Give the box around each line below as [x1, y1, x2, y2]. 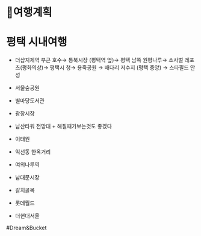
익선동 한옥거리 [14, 148, 51, 155]
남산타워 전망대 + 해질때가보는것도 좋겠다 [14, 123, 113, 130]
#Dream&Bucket [6, 224, 47, 232]
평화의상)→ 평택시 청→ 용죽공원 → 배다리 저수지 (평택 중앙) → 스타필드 [22, 64, 189, 71]
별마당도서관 [14, 97, 45, 104]
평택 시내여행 [6, 36, 67, 49]
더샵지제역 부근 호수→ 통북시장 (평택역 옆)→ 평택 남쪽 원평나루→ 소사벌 [14, 57, 184, 64]
